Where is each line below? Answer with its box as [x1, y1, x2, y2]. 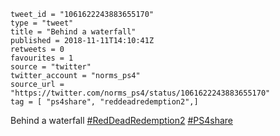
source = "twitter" [10, 62, 92, 72]
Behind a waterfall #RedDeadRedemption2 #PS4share [10, 115, 233, 126]
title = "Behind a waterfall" [10, 27, 137, 37]
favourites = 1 [10, 53, 74, 63]
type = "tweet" [10, 18, 74, 28]
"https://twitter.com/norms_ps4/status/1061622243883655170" [10, 88, 271, 98]
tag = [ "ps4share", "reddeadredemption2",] [10, 97, 199, 107]
